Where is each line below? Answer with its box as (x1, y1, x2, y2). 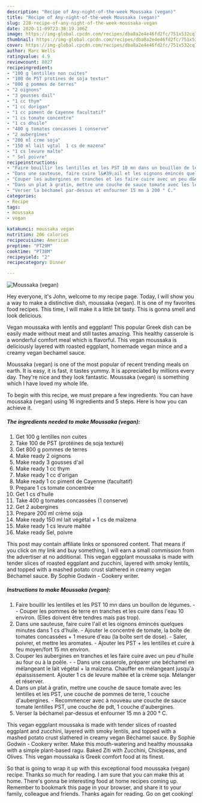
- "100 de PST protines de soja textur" (7, 76, 110, 82)
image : (7, 31, 23, 37)
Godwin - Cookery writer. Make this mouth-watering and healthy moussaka (7, 741, 193, 748)
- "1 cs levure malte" (7, 148, 64, 154)
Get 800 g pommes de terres (15, 446, 88, 453)
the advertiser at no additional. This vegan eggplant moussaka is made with (7, 553, 194, 561)
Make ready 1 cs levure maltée (15, 523, 91, 530)
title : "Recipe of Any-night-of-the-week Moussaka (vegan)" (7, 14, 161, 20)
